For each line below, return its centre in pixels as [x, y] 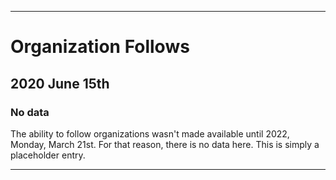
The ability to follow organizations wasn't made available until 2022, [150, 133]
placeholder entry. [48, 155]
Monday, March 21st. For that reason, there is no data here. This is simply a [165, 144]
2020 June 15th [60, 83]
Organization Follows [100, 47]
